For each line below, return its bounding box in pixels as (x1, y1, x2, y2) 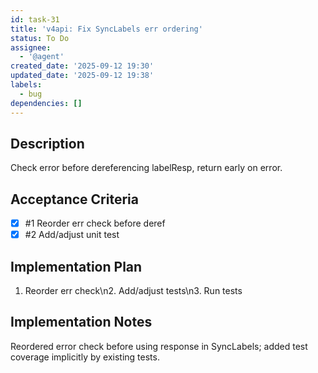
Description (10, 135, 85, 152)
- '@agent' (19, 52, 65, 62)
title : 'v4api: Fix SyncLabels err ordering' (10, 24, 203, 34)
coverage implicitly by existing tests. (10, 351, 160, 363)
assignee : (10, 42, 52, 53)
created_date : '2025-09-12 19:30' (10, 61, 155, 71)
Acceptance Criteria (10, 191, 139, 208)
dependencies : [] (10, 98, 83, 108)
